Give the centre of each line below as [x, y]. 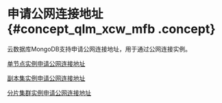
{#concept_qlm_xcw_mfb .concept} [111, 29]
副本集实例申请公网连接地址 [46, 78]
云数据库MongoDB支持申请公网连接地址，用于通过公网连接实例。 [99, 49]
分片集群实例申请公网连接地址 [49, 93]
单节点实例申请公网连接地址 [46, 63]
